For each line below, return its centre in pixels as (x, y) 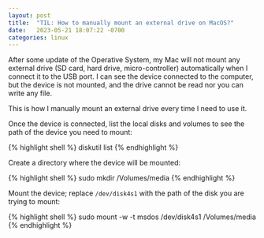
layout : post (30, 15)
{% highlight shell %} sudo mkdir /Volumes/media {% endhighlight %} (122, 178)
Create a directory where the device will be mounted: (95, 163)
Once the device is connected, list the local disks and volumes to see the (126, 124)
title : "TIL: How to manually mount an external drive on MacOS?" (121, 23)
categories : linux (38, 37)
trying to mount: (34, 202)
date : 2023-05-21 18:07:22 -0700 (67, 30)
